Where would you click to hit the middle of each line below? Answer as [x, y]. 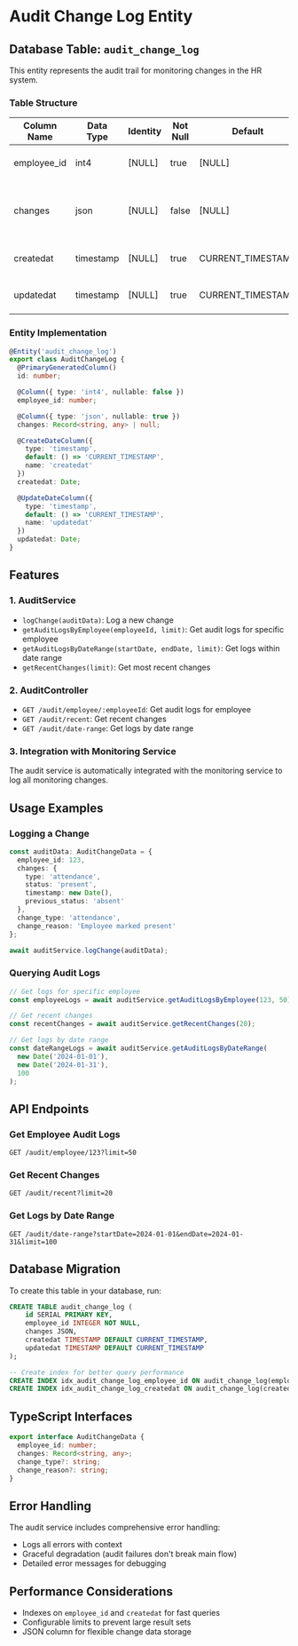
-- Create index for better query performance [97, 1372]
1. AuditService [43, 600]
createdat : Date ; [49, 481]
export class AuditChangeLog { [67, 360]
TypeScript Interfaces [71, 1416]
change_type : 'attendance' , [69, 918]
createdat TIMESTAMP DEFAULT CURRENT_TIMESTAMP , [117, 1340]
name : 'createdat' [59, 465]
